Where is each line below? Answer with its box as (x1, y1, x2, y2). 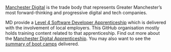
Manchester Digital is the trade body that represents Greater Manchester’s (5, 5, 162, 10)
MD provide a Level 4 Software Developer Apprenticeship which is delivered (5, 20, 166, 25)
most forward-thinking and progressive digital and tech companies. (5, 10, 147, 16)
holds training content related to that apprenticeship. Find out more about (5, 30, 160, 36)
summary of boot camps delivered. (5, 41, 79, 47)
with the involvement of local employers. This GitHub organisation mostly (5, 25, 160, 31)
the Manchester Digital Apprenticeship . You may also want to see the (5, 35, 151, 41)
